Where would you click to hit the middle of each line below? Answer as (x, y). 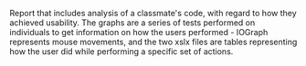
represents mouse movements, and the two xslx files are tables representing (153, 42)
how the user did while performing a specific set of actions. (121, 52)
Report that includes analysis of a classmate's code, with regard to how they (153, 13)
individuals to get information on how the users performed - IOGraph (139, 32)
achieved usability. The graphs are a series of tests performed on (132, 23)
